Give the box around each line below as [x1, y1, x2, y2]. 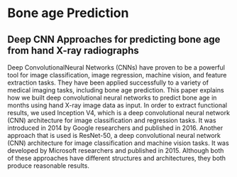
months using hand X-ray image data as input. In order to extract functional [7, 101, 228, 109]
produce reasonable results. [7, 161, 90, 170]
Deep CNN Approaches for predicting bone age [7, 33, 221, 45]
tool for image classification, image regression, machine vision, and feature [7, 71, 227, 79]
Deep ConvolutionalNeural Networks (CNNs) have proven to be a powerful [7, 63, 226, 72]
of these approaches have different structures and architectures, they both [7, 154, 226, 162]
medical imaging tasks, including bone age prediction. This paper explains [7, 86, 225, 94]
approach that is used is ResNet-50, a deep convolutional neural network [7, 132, 221, 139]
